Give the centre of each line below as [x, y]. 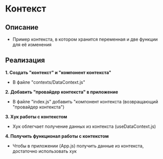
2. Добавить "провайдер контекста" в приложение [62, 92]
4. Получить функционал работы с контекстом [57, 136]
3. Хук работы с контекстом [36, 116]
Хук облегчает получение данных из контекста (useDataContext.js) [84, 126]
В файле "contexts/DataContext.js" [49, 82]
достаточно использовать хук [44, 151]
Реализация [25, 60]
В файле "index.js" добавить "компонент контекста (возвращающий [85, 101]
